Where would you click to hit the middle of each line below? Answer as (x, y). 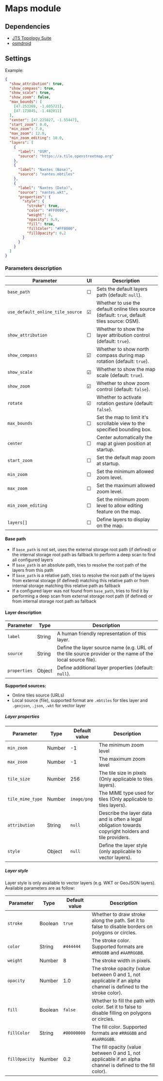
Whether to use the (118, 303)
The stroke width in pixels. (122, 961)
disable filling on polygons (122, 1013)
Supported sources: (26, 686)
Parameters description (33, 268)
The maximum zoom (122, 759)
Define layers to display (123, 520)
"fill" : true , (41, 224)
